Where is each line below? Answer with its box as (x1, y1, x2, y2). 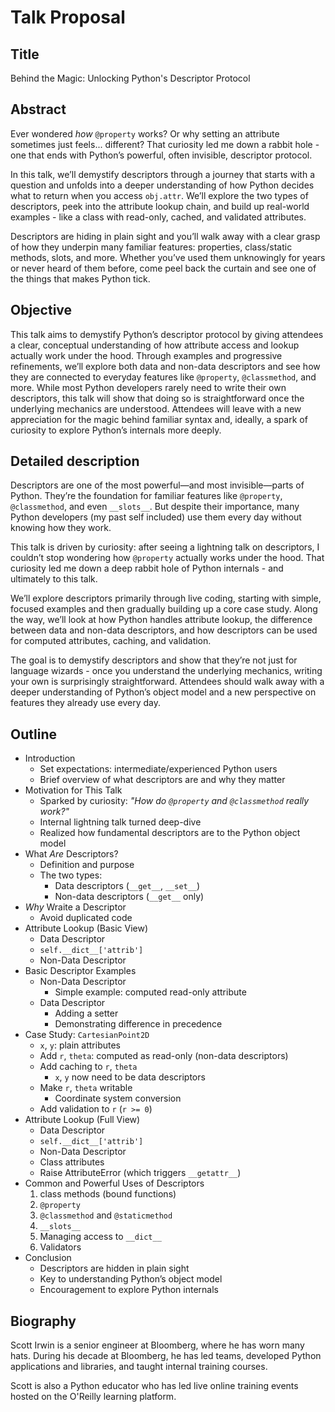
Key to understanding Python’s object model (39, 1273, 223, 1285)
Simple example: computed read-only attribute (54, 986, 247, 998)
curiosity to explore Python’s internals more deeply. (10, 424, 222, 436)
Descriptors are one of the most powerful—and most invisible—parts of (10, 479, 305, 491)
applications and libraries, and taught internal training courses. (10, 1361, 268, 1373)
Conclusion (24, 1252, 72, 1264)
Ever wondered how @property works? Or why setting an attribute (10, 127, 280, 140)
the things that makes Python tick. (10, 272, 151, 285)
